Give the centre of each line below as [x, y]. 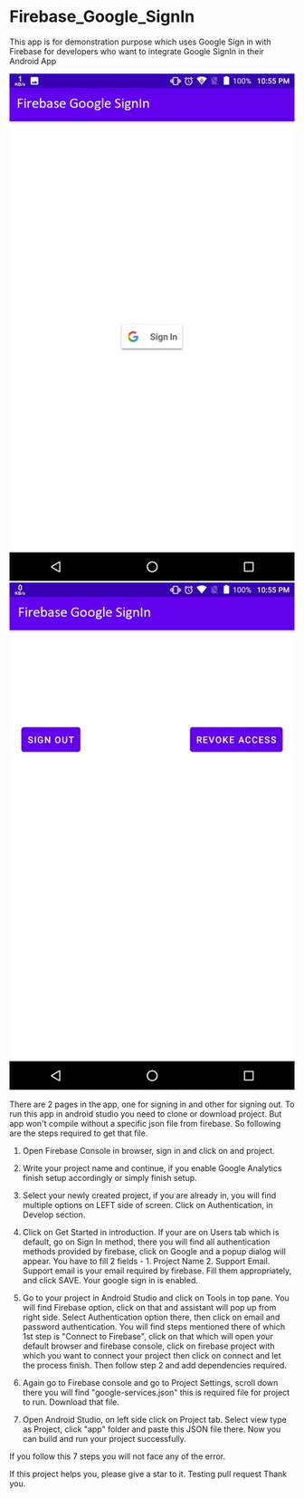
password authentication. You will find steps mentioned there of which [154, 1326]
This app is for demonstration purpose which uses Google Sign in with [140, 42]
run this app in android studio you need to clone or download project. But [146, 1114]
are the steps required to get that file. [79, 1133]
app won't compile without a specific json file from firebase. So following [145, 1123]
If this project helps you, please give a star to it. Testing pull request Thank [148, 1474]
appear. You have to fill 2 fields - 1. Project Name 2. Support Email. [146, 1261]
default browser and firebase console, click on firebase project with [148, 1346]
